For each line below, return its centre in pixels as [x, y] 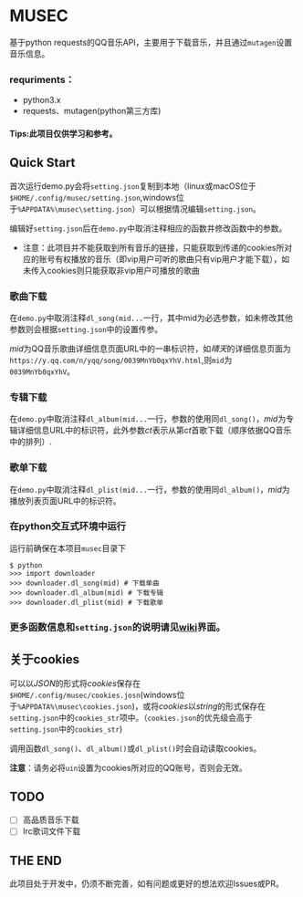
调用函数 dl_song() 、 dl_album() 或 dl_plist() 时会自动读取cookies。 [136, 748]
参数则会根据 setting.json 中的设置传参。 [86, 329]
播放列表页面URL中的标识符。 [65, 501]
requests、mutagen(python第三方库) [92, 111]
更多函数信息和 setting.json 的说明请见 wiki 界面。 [118, 627]
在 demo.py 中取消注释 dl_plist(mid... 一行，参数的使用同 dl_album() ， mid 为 [150, 489]
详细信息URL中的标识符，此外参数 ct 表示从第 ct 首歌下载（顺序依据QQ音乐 [154, 431]
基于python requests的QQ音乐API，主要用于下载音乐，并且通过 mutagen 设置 [151, 42]
